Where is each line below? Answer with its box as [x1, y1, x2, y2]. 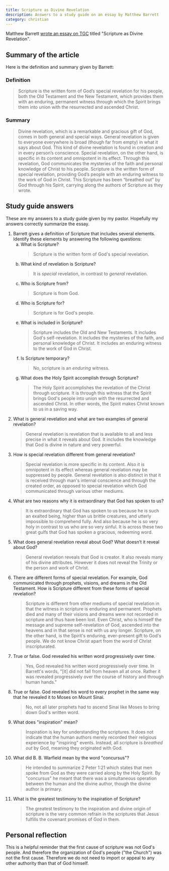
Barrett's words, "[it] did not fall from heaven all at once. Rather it [25, 668, 161, 674]
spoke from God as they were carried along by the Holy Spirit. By [25, 770, 160, 776]
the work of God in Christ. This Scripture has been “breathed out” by [18, 176, 160, 182]
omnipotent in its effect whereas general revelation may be [25, 467, 148, 473]
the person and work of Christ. [25, 565, 90, 571]
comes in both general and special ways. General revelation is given [18, 133, 159, 139]
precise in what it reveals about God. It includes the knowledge [25, 436, 156, 442]
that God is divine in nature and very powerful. [25, 441, 122, 447]
